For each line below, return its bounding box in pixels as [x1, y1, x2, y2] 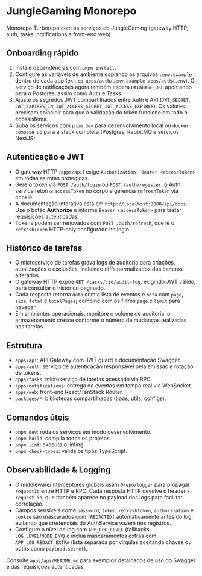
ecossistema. [14, 115, 48, 122]
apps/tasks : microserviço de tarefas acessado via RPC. [14, 375, 153, 383]
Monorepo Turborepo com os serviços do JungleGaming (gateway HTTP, [6, 24, 189, 31]
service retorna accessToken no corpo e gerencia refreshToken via [14, 187, 179, 194]
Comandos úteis [6, 412, 69, 422]
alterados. [14, 272, 40, 279]
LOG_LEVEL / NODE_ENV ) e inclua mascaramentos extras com [14, 532, 157, 539]
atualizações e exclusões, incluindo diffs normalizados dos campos [14, 265, 183, 272]
